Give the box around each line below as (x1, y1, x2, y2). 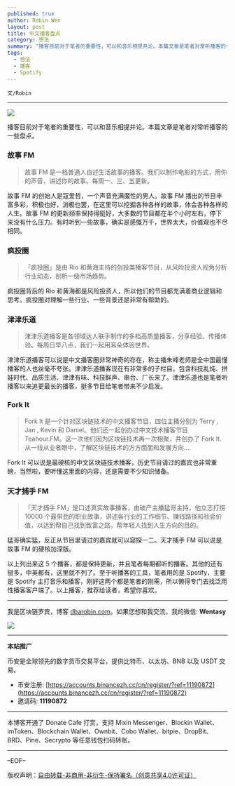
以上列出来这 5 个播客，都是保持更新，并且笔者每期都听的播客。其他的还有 (7, 559, 223, 568)
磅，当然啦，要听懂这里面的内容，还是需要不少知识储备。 (7, 467, 173, 475)
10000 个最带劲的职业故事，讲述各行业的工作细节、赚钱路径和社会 (24, 512, 216, 520)
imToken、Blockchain (7, 727, 69, 735)
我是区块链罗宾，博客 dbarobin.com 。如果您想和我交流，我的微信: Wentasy (7, 607, 226, 615)
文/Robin (7, 89, 31, 97)
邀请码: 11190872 (17, 696, 68, 705)
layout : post (7, 23, 45, 30)
